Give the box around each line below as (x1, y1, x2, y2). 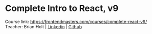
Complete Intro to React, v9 (5, 3, 119, 14)
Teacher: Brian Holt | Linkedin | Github (5, 23, 82, 29)
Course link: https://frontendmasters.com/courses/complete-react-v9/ (5, 19, 148, 24)
